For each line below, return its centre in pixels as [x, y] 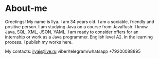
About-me [26, 8]
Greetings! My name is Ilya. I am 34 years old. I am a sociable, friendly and [80, 22]
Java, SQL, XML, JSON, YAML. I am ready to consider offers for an [72, 32]
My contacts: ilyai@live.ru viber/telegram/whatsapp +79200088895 [73, 51]
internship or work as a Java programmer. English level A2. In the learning [79, 37]
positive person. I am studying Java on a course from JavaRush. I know [77, 26]
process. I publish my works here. [39, 42]
